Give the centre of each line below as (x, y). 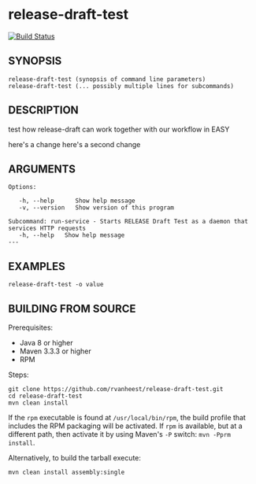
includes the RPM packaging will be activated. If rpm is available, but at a (125, 426)
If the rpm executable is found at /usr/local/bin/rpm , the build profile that (127, 417)
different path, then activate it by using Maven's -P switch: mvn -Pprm (119, 434)
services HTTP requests (47, 229)
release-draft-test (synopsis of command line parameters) (107, 79)
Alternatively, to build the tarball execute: (75, 458)
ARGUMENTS (42, 169)
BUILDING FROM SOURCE (72, 309)
